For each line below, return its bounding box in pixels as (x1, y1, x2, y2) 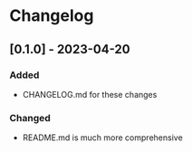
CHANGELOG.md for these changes (22, 89, 158, 100)
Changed (9, 111, 52, 124)
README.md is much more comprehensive (22, 132, 183, 143)
